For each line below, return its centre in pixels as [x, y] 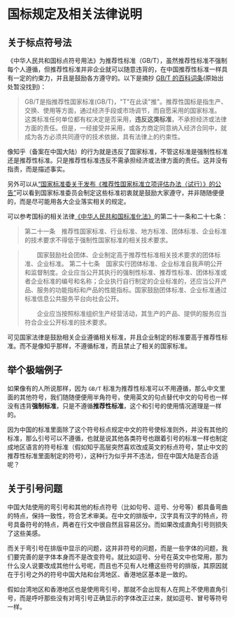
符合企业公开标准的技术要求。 [67, 322]
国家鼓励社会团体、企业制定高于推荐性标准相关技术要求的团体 [126, 255]
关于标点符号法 [40, 42]
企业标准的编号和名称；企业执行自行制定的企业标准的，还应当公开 [126, 281]
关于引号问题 [35, 488]
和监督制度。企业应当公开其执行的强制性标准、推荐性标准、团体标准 [122, 272]
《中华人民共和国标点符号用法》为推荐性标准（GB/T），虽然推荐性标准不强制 [117, 61]
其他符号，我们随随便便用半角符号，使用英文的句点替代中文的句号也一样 [123, 397]
